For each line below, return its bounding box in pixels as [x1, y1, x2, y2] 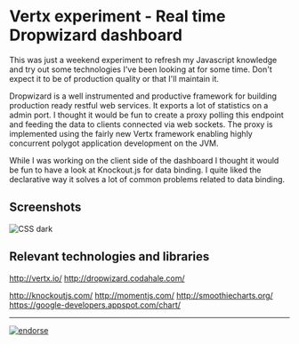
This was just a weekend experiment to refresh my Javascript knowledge [9, 54, 278, 65]
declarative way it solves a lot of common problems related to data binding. [9, 173, 286, 184]
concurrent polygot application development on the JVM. [9, 138, 219, 148]
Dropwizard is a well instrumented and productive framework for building [9, 91, 278, 101]
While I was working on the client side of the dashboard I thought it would [9, 155, 279, 165]
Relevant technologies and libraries [9, 249, 210, 264]
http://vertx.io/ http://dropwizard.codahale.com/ [9, 273, 185, 284]
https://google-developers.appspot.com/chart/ [9, 300, 181, 310]
